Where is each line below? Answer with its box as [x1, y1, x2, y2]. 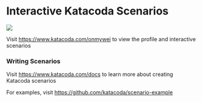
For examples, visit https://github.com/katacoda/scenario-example [6, 89, 173, 96]
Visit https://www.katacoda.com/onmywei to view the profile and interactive [6, 35, 196, 43]
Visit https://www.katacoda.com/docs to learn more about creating [6, 71, 173, 78]
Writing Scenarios [6, 57, 61, 65]
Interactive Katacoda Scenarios [6, 4, 169, 18]
